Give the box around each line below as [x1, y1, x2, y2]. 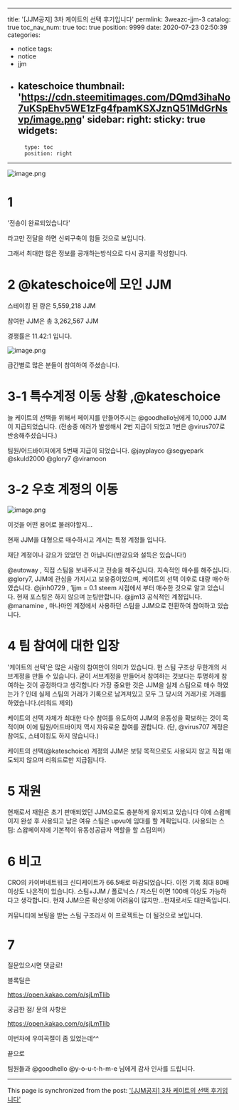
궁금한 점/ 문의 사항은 [7, 1005, 67, 1014]
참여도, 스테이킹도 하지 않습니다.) [7, 731, 100, 740]
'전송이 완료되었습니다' [7, 218, 71, 227]
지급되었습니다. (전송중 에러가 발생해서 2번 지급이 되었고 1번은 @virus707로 [14, 422, 225, 431]
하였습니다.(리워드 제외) [7, 698, 73, 706]
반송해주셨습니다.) [7, 431, 58, 439]
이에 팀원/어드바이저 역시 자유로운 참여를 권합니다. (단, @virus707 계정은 [26, 722, 229, 731]
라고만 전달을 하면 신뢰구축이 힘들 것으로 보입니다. [7, 233, 147, 242]
